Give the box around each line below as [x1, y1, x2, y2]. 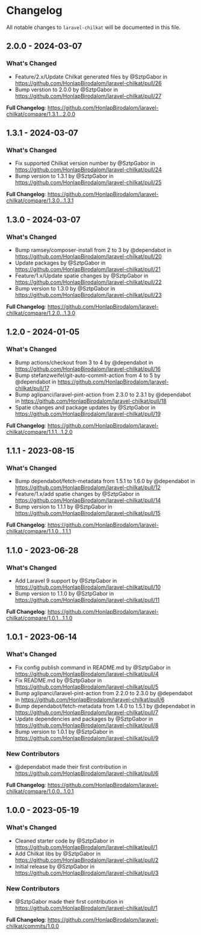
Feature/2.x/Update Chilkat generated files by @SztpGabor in [14, 73, 167, 80]
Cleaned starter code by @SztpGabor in [14, 837, 114, 844]
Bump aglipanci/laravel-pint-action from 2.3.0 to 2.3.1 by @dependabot [14, 391, 191, 398]
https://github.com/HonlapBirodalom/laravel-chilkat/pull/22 [14, 278, 162, 286]
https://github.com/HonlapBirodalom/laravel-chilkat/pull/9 [14, 734, 159, 742]
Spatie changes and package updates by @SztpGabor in [14, 403, 156, 411]
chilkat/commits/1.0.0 [6, 922, 59, 930]
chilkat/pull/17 [14, 384, 50, 391]
